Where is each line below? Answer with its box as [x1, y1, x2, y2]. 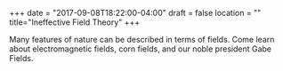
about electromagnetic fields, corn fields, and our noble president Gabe [9, 43, 271, 54]
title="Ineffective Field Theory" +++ [9, 17, 141, 28]
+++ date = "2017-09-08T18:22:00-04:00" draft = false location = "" [9, 8, 262, 18]
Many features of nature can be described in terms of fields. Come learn [9, 35, 275, 44]
